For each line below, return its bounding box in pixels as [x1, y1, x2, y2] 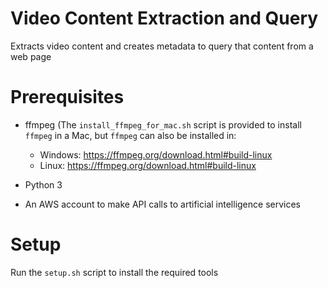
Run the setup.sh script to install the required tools [10, 266, 219, 278]
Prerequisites [10, 86, 125, 109]
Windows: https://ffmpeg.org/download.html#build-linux [39, 148, 273, 161]
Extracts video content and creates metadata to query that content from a [10, 40, 314, 52]
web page [10, 50, 52, 62]
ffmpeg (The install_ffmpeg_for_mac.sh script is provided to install [24, 118, 302, 131]
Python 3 [24, 178, 63, 191]
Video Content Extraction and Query [10, 7, 319, 30]
